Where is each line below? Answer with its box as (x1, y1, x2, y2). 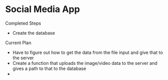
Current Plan (5, 39, 32, 46)
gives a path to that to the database (12, 65, 87, 71)
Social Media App (5, 4, 80, 15)
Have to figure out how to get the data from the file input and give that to (12, 49, 163, 55)
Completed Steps (5, 20, 41, 26)
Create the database (12, 30, 55, 36)
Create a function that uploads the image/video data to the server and (12, 60, 157, 66)
